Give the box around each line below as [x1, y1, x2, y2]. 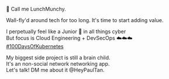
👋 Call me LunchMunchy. [6, 6, 66, 12]
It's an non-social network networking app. [6, 60, 110, 67]
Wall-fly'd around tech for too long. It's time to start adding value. [6, 17, 164, 23]
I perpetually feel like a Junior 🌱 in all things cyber [6, 28, 126, 35]
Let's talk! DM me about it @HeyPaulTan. [6, 67, 105, 73]
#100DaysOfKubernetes [6, 43, 64, 49]
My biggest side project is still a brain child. [6, 54, 111, 61]
